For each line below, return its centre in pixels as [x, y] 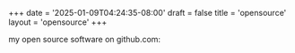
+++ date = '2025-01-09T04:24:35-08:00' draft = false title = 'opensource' [147, 13]
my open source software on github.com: [85, 39]
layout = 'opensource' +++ [58, 22]
